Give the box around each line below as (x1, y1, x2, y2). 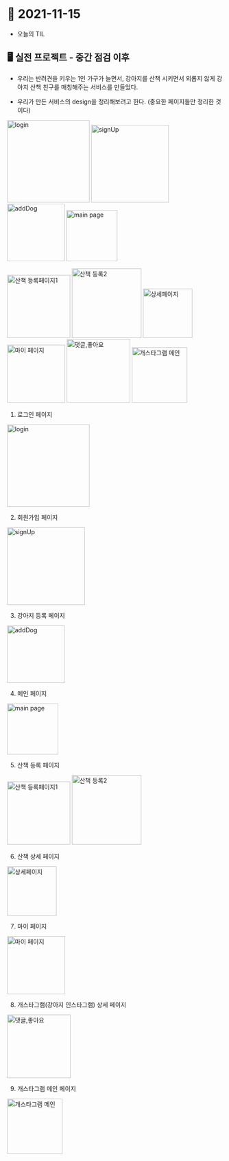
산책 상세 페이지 (16, 852, 60, 860)
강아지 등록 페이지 (16, 611, 65, 619)
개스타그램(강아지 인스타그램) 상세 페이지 (16, 1001, 127, 1009)
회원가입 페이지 (16, 513, 58, 521)
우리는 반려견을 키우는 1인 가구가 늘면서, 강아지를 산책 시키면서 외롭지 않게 (16, 74, 216, 82)
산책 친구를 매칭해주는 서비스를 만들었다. (29, 82, 138, 91)
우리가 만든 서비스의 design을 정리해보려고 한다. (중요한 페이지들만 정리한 (16, 97, 215, 106)
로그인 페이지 (16, 410, 53, 418)
